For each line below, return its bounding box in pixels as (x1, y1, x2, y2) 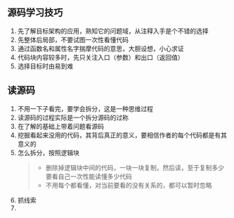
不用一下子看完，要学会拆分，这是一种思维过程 (17, 104, 153, 113)
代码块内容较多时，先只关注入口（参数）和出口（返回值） (17, 53, 184, 61)
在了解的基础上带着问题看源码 (17, 122, 104, 130)
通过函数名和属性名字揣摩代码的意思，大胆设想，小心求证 (17, 44, 184, 53)
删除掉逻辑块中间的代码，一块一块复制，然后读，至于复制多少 (45, 163, 225, 172)
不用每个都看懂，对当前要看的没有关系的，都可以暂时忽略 (45, 181, 212, 189)
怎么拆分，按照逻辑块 (17, 148, 79, 157)
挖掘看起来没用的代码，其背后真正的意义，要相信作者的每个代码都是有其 (17, 131, 227, 139)
